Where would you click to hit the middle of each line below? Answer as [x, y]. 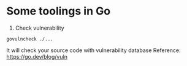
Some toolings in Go [59, 11]
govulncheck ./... [30, 39]
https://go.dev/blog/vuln [37, 56]
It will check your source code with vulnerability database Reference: [93, 50]
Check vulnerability [40, 28]
